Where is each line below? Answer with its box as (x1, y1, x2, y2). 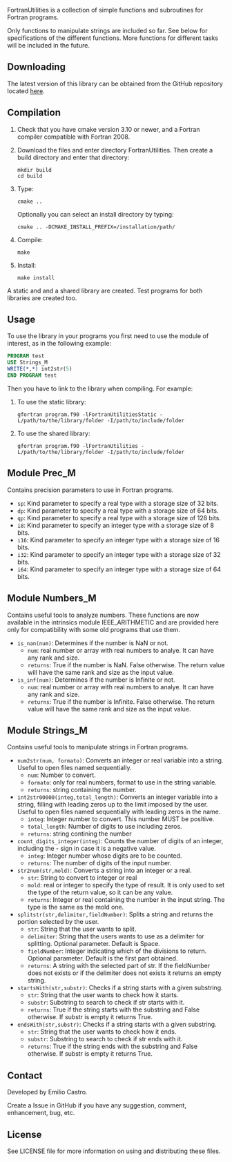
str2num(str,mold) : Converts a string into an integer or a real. (17, 866, 192, 875)
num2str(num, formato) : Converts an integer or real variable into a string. (17, 756, 224, 765)
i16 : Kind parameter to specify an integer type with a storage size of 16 (17, 535, 220, 544)
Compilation (7, 107, 61, 119)
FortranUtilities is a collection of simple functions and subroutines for (7, 6, 204, 14)
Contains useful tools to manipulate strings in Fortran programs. (7, 743, 188, 751)
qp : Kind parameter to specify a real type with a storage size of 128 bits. (17, 513, 221, 522)
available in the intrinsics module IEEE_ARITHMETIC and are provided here (7, 618, 219, 627)
